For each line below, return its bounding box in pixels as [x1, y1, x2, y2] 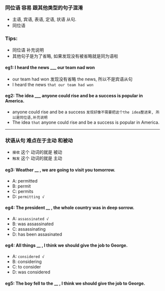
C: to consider [12, 264, 41, 269]
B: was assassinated [12, 221, 54, 227]
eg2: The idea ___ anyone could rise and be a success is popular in [5, 93, 143, 99]
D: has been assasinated [12, 231, 62, 237]
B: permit [12, 183, 31, 189]
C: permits [12, 188, 33, 194]
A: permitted [12, 178, 38, 184]
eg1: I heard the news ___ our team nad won [5, 65, 95, 71]
